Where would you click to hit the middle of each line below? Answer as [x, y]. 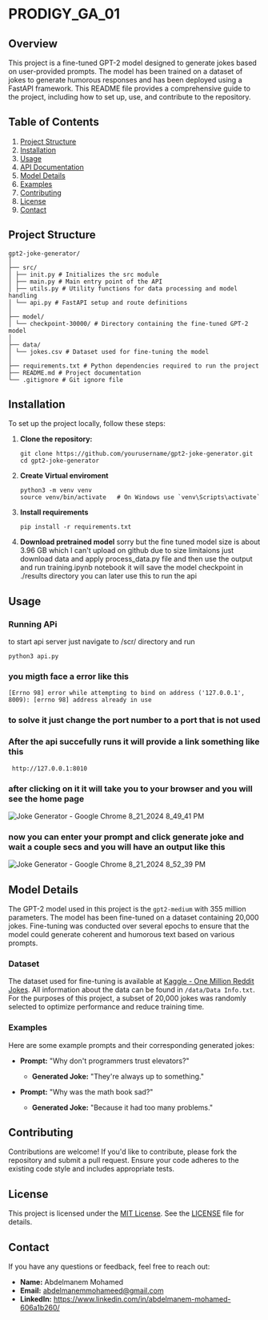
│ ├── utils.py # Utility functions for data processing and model [123, 288]
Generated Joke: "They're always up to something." [118, 1076]
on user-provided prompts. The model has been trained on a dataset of [126, 71]
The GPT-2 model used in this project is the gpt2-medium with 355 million [127, 909]
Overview [33, 44]
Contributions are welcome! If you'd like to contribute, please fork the [123, 1151]
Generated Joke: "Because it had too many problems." [122, 1107]
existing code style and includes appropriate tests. [91, 1169]
